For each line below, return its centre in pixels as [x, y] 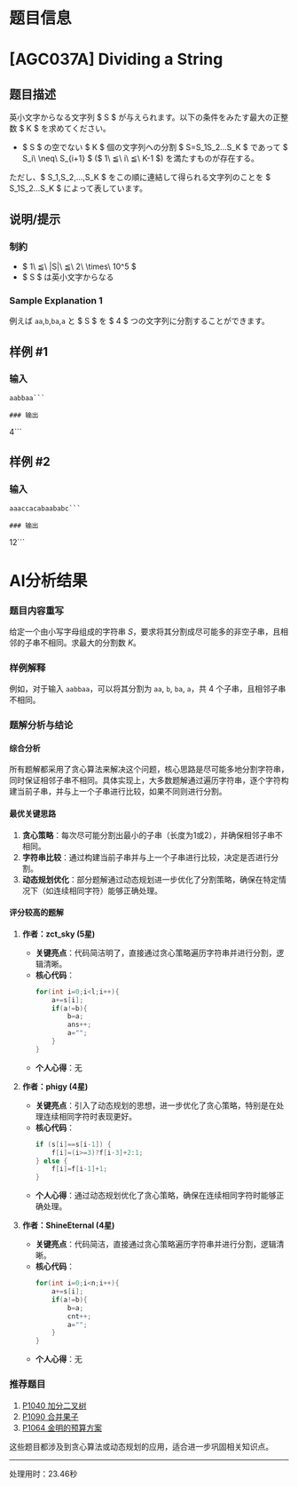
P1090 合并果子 [50, 1416]
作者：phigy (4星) [55, 1086]
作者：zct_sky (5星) [59, 934]
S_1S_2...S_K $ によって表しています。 [78, 188]
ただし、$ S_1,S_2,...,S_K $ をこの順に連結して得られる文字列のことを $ [140, 178]
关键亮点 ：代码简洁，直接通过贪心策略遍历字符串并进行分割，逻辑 [156, 1245]
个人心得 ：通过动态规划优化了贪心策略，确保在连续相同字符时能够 [156, 1196]
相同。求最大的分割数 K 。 [94, 643]
